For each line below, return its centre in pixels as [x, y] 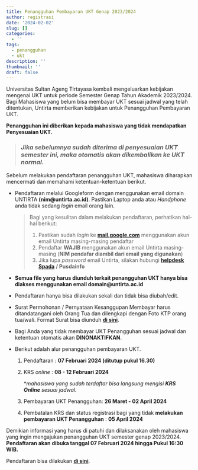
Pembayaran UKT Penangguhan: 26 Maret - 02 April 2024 [95, 401]
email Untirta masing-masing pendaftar [86, 241]
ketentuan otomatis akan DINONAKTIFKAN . [68, 337]
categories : [21, 34]
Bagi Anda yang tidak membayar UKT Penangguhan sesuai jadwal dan [100, 331]
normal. [32, 162]
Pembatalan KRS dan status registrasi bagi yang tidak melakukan [103, 413]
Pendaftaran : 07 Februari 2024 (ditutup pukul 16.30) [89, 360]
